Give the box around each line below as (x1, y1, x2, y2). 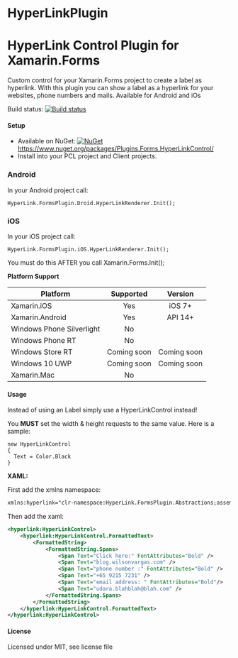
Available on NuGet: (17, 137, 76, 146)
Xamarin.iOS (11, 300, 52, 310)
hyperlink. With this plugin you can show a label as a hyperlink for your (7, 84, 214, 92)
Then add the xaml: (7, 512, 64, 520)
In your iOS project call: (7, 232, 76, 241)
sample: (7, 427, 30, 436)
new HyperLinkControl (7, 441, 72, 448)
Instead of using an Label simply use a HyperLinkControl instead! (7, 406, 198, 415)
